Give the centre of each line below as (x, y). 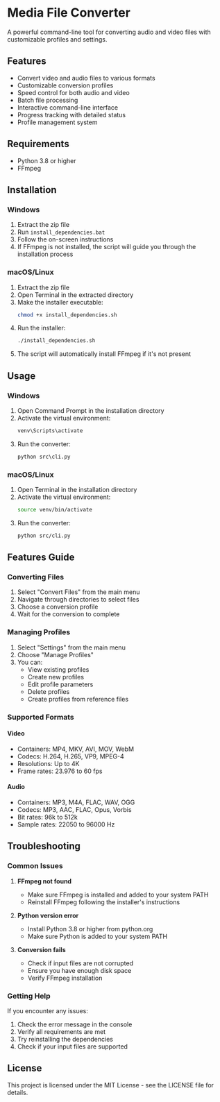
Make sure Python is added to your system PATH (98, 936)
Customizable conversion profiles (65, 85)
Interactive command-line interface (68, 107)
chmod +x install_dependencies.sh (67, 315)
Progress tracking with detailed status (71, 115)
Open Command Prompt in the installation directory (91, 410)
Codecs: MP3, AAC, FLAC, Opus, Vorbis (74, 810)
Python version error (48, 915)
